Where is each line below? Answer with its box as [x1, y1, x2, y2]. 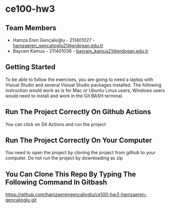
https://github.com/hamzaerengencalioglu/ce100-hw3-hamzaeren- [5, 192, 147, 198]
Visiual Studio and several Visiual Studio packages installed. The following [5, 81, 162, 88]
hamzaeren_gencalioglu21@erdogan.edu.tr [12, 43, 103, 49]
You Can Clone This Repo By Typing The [5, 170, 136, 178]
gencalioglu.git [5, 197, 37, 203]
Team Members [5, 24, 56, 32]
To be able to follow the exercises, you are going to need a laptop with [5, 76, 154, 82]
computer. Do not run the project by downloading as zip [5, 155, 123, 161]
